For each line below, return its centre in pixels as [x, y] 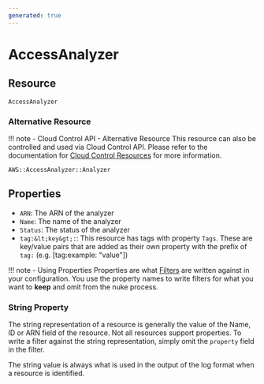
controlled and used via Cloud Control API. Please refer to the [108, 147]
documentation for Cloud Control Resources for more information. [115, 155]
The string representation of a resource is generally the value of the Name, [129, 325]
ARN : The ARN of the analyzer [67, 213]
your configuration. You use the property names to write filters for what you [131, 278]
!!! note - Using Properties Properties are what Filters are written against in [129, 270]
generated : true [35, 15]
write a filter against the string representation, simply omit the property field [131, 341]
